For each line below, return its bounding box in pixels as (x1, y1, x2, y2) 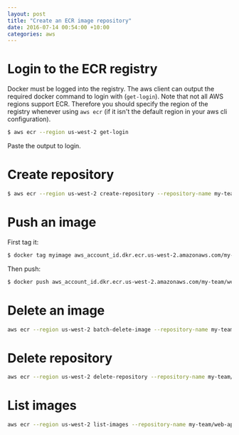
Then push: (7, 265, 41, 273)
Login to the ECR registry (7, 61, 158, 77)
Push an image (7, 215, 97, 230)
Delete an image (7, 302, 105, 318)
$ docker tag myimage (7, 251, 72, 259)
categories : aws (7, 30, 55, 38)
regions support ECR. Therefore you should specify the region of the (7, 100, 208, 108)
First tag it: (7, 237, 39, 246)
